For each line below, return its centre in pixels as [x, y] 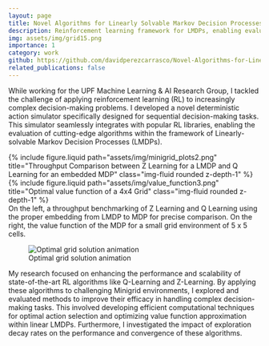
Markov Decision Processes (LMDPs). [100, 142]
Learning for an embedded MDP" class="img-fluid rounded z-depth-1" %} [131, 174]
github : [21, 61]
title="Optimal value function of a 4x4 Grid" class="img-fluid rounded [123, 191]
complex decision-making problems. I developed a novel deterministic [124, 107]
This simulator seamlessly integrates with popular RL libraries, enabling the [132, 124]
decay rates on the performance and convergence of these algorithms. [125, 332]
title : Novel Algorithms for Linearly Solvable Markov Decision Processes [136, 23]
